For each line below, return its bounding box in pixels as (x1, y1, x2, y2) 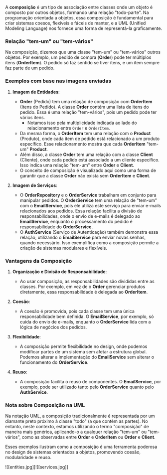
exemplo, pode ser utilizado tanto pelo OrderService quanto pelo (19, 384, 154, 390)
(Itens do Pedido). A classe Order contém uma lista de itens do (19, 104, 150, 110)
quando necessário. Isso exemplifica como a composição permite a (19, 239, 159, 246)
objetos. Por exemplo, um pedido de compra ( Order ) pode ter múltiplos (5, 54, 152, 60)
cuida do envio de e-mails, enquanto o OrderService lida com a (19, 318, 151, 324)
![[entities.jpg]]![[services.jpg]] (5, 464, 68, 470)
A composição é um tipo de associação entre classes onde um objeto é (5, 4, 153, 10)
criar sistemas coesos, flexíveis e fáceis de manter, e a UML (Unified (5, 20, 146, 26)
